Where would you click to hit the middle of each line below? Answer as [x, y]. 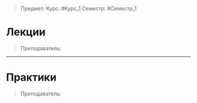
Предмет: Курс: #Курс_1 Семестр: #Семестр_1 [78, 8]
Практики [31, 78]
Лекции [26, 32]
